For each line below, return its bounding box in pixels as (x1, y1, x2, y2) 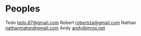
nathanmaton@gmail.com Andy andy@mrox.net (5, 24, 105, 30)
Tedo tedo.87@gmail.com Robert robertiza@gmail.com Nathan (5, 19, 136, 25)
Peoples (5, 3, 41, 14)
